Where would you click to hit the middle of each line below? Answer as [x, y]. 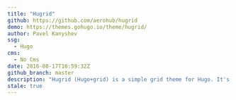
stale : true [25, 86]
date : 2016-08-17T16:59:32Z [49, 66]
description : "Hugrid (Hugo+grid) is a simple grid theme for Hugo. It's [119, 79]
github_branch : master [41, 73]
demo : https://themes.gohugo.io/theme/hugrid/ [77, 27]
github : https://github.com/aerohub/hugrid [73, 20]
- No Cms [27, 60]
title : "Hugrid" [31, 14]
